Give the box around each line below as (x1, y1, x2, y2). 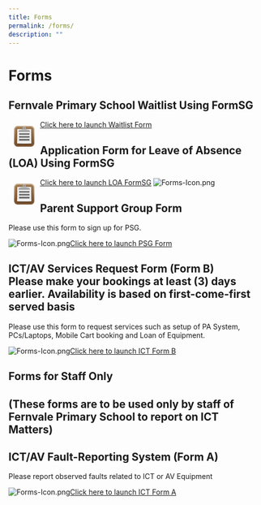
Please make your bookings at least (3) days (8, 274, 237, 288)
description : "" (8, 30, 63, 38)
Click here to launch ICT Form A (70, 487, 177, 497)
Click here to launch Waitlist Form (40, 120, 152, 130)
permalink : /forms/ (8, 21, 75, 30)
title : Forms (8, 13, 53, 21)
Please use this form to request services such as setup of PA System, (8, 322, 241, 331)
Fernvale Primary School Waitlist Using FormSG (8, 98, 254, 112)
